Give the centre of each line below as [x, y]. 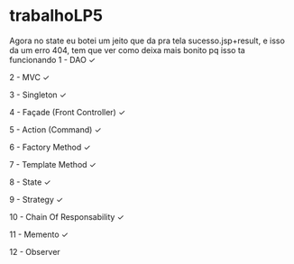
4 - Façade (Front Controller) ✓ [68, 112]
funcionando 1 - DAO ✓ [53, 59]
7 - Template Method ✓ [53, 164]
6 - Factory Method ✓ [50, 147]
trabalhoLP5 [56, 16]
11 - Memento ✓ [39, 234]
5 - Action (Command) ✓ [55, 129]
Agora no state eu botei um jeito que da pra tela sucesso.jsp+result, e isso [147, 41]
